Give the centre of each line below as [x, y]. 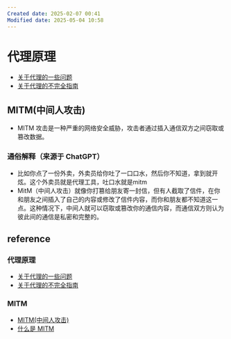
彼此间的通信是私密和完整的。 [60, 216]
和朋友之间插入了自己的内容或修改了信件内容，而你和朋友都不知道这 [114, 199]
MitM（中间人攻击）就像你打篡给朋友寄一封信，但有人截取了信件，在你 [119, 190]
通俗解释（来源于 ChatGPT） [55, 157]
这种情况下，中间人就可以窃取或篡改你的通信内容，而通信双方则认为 [127, 208]
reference [29, 238]
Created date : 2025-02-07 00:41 [54, 14]
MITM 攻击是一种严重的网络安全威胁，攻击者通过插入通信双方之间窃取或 [120, 128]
